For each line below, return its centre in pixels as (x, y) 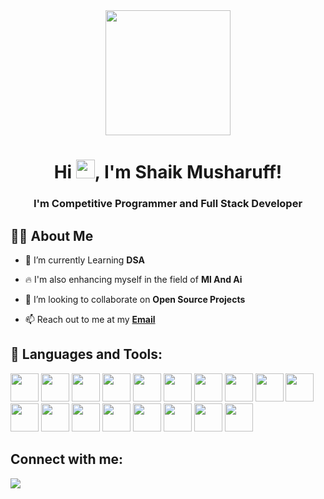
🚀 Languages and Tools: (86, 354)
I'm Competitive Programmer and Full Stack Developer (168, 204)
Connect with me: (67, 459)
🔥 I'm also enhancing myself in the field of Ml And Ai (133, 279)
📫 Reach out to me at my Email (90, 319)
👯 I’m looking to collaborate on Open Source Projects (135, 299)
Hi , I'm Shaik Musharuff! (168, 172)
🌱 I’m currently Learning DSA (84, 260)
